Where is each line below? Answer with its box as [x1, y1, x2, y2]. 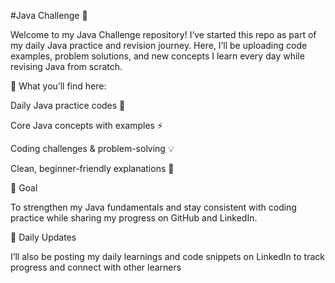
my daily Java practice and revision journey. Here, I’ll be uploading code [10, 40, 308, 51]
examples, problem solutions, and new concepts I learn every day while [10, 50, 305, 62]
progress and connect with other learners [10, 261, 182, 273]
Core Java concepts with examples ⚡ [10, 120, 163, 131]
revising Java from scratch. [10, 61, 123, 72]
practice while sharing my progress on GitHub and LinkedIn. [10, 212, 258, 224]
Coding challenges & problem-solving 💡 [10, 143, 175, 154]
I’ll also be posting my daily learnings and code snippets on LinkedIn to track [10, 251, 325, 262]
